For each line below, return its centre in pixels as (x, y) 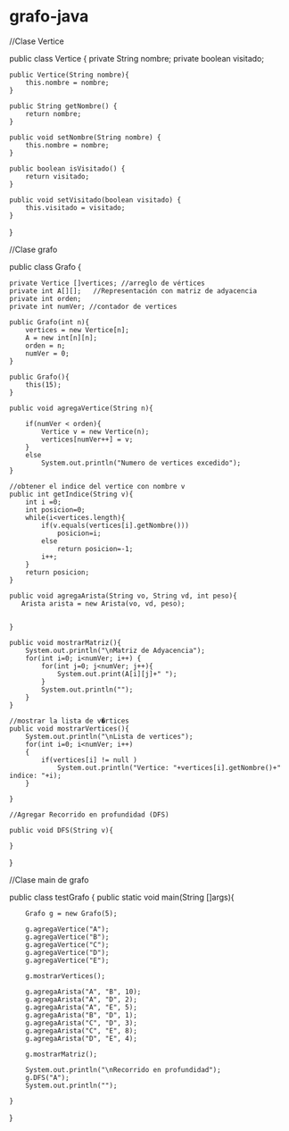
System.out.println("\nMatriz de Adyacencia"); (115, 650)
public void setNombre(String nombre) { (86, 137)
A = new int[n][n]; (62, 338)
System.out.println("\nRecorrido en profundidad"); (123, 1069)
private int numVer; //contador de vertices (93, 306)
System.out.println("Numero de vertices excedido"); (141, 463)
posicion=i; (79, 533)
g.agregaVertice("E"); (67, 960)
